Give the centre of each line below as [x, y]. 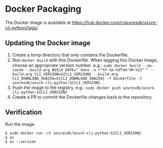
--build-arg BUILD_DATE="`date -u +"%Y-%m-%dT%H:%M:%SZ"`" [87, 70]
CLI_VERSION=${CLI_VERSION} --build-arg [76, 74]
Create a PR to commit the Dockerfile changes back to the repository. [82, 97]
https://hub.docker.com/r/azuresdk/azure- [115, 22]
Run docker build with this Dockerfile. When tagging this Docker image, [85, 60]
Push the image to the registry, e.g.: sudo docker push [67, 87]
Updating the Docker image [48, 43]
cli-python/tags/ [21, 27]
